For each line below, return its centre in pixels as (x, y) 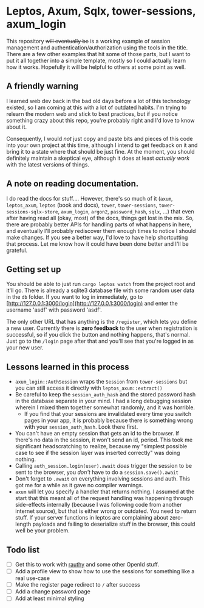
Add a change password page (53, 592)
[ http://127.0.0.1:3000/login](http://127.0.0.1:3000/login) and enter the (92, 304)
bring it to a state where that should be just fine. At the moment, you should (101, 151)
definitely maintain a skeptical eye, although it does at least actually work (98, 158)
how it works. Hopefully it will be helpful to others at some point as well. (96, 67)
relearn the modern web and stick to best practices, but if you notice (92, 113)
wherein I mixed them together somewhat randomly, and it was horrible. (105, 407)
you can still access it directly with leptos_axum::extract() (89, 388)
